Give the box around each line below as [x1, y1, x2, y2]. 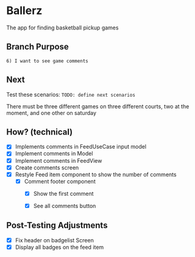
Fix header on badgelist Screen [15, 236, 94, 244]
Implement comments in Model [15, 150, 93, 157]
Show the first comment [33, 190, 94, 197]
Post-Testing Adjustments [6, 220, 108, 231]
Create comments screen [15, 163, 79, 171]
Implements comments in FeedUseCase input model [15, 143, 147, 151]
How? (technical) [6, 127, 73, 137]
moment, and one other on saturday [6, 109, 96, 116]
